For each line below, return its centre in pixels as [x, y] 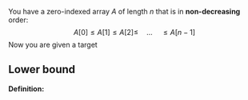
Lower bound [42, 69]
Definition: [26, 88]
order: [18, 20]
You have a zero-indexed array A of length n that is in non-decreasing [124, 12]
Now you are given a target [53, 44]
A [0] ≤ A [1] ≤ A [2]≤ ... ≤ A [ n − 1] [134, 32]
